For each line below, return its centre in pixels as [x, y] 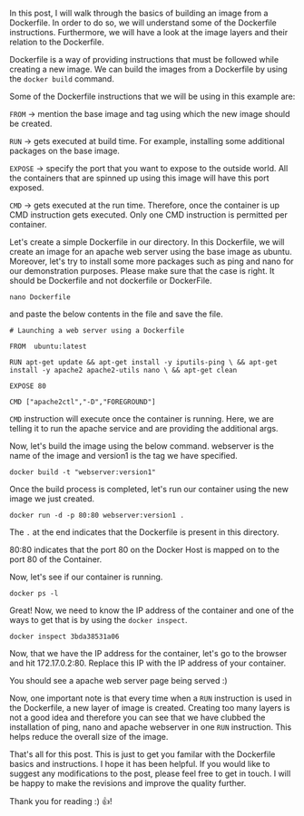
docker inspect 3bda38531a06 [64, 636]
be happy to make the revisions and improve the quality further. [128, 783]
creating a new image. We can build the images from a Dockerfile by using [148, 69]
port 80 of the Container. [56, 559]
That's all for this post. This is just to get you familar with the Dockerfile [142, 754]
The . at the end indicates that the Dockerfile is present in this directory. [144, 532]
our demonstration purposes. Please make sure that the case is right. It [142, 271]
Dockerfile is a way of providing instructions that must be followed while [144, 59]
